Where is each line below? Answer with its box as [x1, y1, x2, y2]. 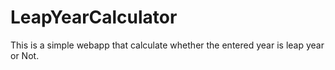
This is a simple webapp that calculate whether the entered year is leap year [10, 39, 325, 51]
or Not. [10, 49, 40, 61]
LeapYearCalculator [10, 6, 178, 29]
